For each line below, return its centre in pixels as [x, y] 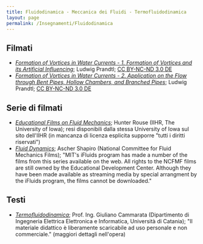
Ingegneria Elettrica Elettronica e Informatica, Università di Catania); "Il [104, 221]
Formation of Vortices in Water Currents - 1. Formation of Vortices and [104, 63]
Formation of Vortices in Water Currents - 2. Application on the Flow [101, 76]
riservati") [28, 142]
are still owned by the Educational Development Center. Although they [103, 168]
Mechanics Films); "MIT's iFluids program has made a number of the [101, 155]
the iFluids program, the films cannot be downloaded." [83, 181]
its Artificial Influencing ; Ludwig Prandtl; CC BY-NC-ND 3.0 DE [94, 69]
